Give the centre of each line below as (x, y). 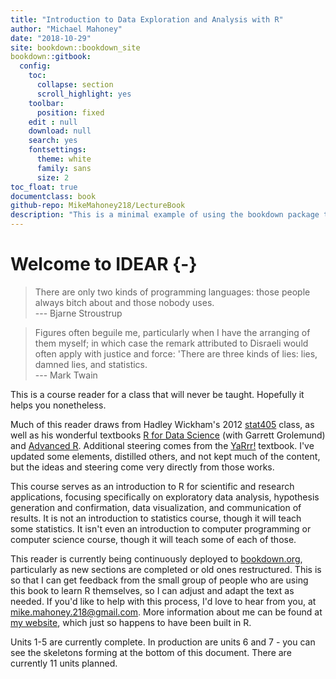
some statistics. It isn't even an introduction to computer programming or (161, 528)
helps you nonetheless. (58, 405)
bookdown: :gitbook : (51, 57)
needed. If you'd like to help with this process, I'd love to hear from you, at (163, 601)
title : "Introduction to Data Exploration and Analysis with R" (147, 19)
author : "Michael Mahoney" (66, 29)
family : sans (64, 168)
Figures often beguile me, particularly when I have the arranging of (172, 332)
